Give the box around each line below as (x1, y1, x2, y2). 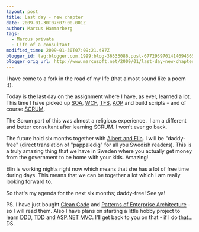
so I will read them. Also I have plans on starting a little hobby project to (6, 207, 181, 214)
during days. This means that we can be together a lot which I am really (6, 171, 181, 178)
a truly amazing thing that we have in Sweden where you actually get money (6, 147, 192, 155)
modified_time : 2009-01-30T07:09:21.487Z (6, 48, 110, 54)
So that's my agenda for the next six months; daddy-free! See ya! (6, 189, 166, 196)
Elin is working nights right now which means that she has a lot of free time (6, 165, 190, 173)
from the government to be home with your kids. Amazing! (6, 153, 149, 161)
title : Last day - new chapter (6, 14, 84, 20)
